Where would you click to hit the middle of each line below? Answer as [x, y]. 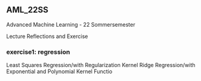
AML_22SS [27, 10]
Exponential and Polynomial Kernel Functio [59, 71]
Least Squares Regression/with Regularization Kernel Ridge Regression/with [101, 65]
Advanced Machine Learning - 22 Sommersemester [71, 24]
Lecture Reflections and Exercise [47, 36]
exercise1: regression [38, 52]
